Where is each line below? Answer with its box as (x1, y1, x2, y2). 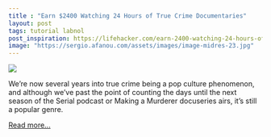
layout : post (8, 19, 52, 27)
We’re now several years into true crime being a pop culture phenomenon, (8, 79, 256, 89)
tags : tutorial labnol (8, 27, 85, 35)
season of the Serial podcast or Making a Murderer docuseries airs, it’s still (8, 96, 257, 106)
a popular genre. (8, 105, 64, 114)
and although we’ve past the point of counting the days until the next (8, 88, 237, 98)
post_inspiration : (8, 34, 70, 43)
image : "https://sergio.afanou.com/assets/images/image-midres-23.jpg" (8, 42, 254, 50)
